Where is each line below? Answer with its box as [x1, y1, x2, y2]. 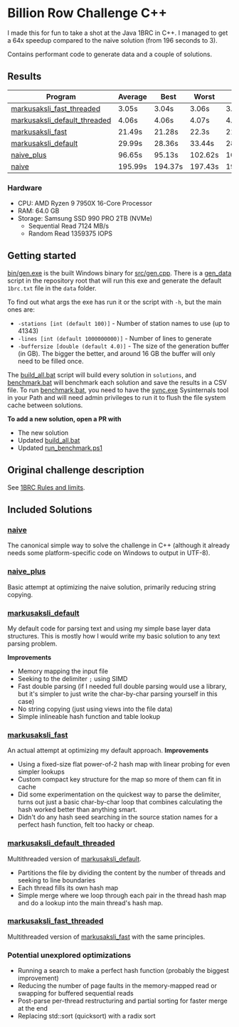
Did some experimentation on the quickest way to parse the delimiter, [17, 790, 222, 799]
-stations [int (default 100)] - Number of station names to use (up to [17, 319, 230, 327]
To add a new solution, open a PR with [7, 414, 122, 423]
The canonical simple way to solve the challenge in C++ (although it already [7, 541, 230, 549]
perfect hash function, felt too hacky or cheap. [17, 821, 155, 829]
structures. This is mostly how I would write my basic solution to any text [7, 631, 221, 640]
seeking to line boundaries [17, 875, 96, 884]
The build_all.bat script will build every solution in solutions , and [7, 370, 197, 379]
